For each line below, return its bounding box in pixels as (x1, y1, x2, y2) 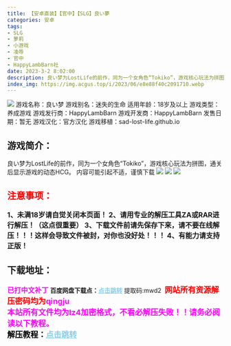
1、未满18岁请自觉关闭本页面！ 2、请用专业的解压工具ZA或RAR (7, 210, 213, 219)
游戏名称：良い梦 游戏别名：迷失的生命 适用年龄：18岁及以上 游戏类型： (15, 101, 220, 109)
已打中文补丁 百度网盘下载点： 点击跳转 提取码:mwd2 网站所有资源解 (7, 285, 219, 295)
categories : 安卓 (7, 17, 55, 23)
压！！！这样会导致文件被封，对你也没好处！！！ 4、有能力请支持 (7, 230, 220, 240)
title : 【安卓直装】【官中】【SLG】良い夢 (7, 10, 110, 17)
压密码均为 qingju (7, 296, 70, 306)
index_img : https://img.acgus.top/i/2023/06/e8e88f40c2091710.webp (7, 81, 205, 88)
